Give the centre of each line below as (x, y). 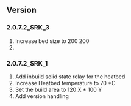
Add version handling (42, 96)
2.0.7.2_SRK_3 (28, 28)
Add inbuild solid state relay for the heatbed (70, 77)
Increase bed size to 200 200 (52, 41)
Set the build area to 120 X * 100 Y (58, 89)
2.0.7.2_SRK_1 (27, 63)
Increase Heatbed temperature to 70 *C (65, 83)
